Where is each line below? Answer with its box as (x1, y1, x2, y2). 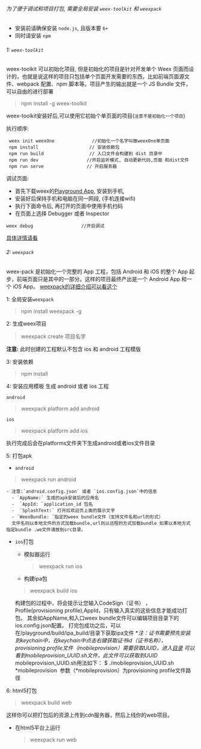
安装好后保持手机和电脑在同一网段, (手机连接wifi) (14, 195, 136, 203)
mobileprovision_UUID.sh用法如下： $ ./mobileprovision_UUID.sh (14, 659, 175, 666)
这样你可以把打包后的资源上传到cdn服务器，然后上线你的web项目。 (6, 711, 173, 718)
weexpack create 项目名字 (20, 333, 86, 340)
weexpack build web (20, 699, 72, 706)
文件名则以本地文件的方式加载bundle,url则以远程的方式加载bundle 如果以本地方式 (11, 520, 191, 526)
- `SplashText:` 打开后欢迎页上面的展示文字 (11, 508, 115, 514)
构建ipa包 (23, 575, 48, 582)
